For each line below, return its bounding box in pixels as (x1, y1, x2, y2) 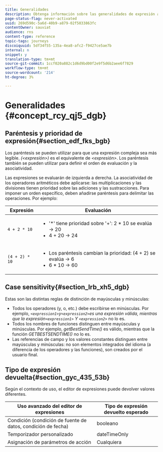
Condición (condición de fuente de (7, 417, 87, 424)
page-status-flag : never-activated (5, 16, 77, 21)
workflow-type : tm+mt (5, 66, 49, 71)
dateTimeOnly (97, 431, 129, 438)
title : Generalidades (5, 7, 49, 12)
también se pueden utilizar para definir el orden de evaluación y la (5, 160, 137, 166)
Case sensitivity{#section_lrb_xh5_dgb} (5, 283, 130, 291)
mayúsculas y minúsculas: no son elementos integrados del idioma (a (12, 341, 151, 347)
